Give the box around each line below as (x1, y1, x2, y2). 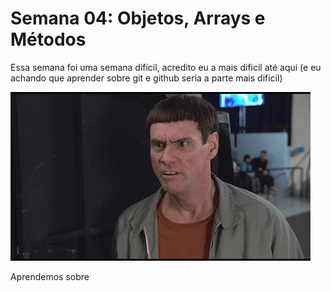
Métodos (10, 28, 87, 51)
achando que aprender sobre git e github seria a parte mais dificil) (10, 72, 283, 84)
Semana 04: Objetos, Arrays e (10, 7, 266, 30)
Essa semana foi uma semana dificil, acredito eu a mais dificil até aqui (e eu (10, 61, 322, 73)
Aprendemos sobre (10, 270, 90, 282)
